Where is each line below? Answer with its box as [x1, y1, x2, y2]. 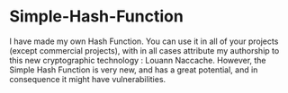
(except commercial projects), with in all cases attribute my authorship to [9, 45, 280, 55]
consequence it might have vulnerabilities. [9, 73, 166, 84]
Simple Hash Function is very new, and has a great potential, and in [9, 64, 258, 75]
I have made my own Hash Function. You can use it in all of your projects [9, 36, 279, 46]
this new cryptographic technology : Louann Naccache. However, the [9, 55, 267, 65]
